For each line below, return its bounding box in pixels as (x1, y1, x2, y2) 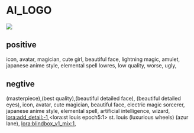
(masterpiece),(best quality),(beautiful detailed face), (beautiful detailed (6, 95, 182, 102)
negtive (6, 79, 35, 89)
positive (6, 40, 37, 50)
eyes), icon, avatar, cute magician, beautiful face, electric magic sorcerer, (6, 101, 185, 108)
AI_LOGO (6, 4, 52, 17)
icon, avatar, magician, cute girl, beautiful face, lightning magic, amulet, (6, 56, 180, 63)
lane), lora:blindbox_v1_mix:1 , (6, 119, 76, 127)
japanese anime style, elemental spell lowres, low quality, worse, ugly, (6, 61, 177, 69)
